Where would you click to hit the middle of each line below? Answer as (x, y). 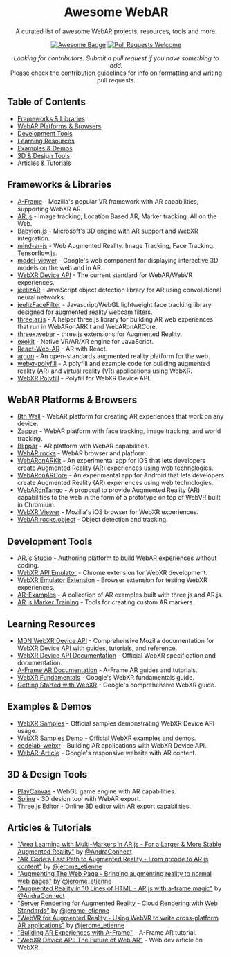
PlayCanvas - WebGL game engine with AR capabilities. (96, 791)
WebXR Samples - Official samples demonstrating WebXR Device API (116, 723)
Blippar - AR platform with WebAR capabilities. (83, 446)
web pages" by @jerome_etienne (64, 881)
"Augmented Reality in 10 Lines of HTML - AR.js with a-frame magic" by (119, 888)
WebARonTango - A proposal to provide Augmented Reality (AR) (109, 490)
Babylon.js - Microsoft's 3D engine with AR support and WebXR (108, 231)
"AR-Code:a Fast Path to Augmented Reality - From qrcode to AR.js (113, 859)
